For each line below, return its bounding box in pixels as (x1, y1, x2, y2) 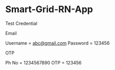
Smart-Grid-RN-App (5, 4, 93, 15)
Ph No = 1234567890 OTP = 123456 (5, 59, 82, 65)
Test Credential (5, 20, 37, 26)
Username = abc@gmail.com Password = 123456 (5, 40, 110, 46)
